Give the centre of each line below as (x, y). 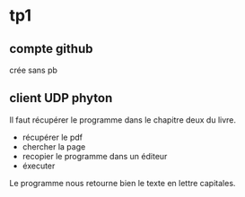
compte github (51, 49)
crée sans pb (34, 70)
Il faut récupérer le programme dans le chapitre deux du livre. (122, 120)
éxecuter (39, 166)
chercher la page (54, 146)
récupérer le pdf (52, 137)
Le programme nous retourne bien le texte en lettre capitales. (122, 183)
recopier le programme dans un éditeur (95, 156)
